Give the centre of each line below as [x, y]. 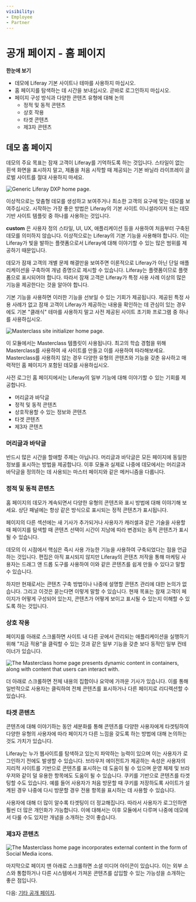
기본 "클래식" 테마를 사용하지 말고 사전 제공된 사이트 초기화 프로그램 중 [97, 312]
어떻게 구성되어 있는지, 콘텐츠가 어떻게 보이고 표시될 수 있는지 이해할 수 [103, 599]
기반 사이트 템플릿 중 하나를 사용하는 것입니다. [59, 216]
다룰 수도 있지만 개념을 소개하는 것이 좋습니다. [64, 817]
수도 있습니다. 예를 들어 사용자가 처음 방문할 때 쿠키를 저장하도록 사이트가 [100, 783]
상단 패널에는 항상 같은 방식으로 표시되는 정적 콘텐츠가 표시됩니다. [93, 510]
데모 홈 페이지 [29, 147]
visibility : [20, 11]
